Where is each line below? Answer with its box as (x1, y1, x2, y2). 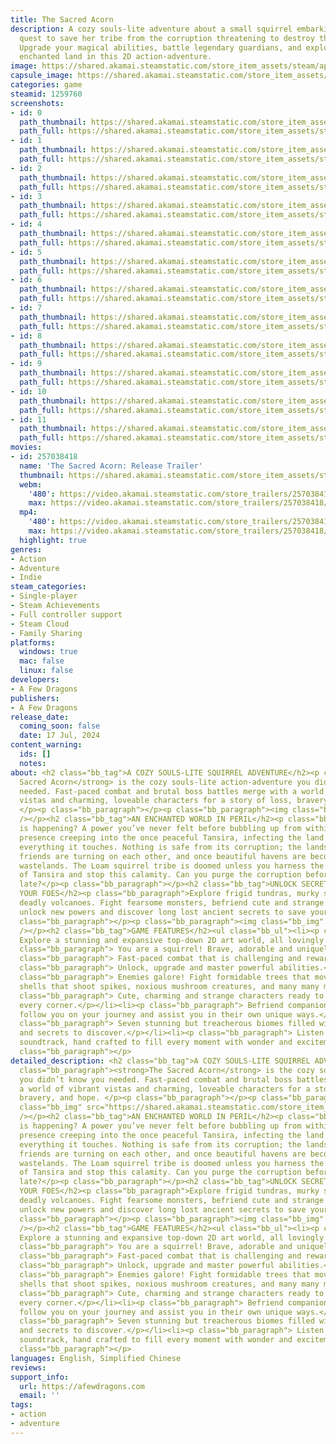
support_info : (10, 1372, 70, 1382)
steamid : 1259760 (10, 89, 83, 99)
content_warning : (10, 740, 83, 750)
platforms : (10, 637, 56, 648)
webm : (19, 479, 43, 490)
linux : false (19, 666, 74, 676)
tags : (10, 1400, 33, 1410)
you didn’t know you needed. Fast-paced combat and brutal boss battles (19, 1074, 329, 1085)
